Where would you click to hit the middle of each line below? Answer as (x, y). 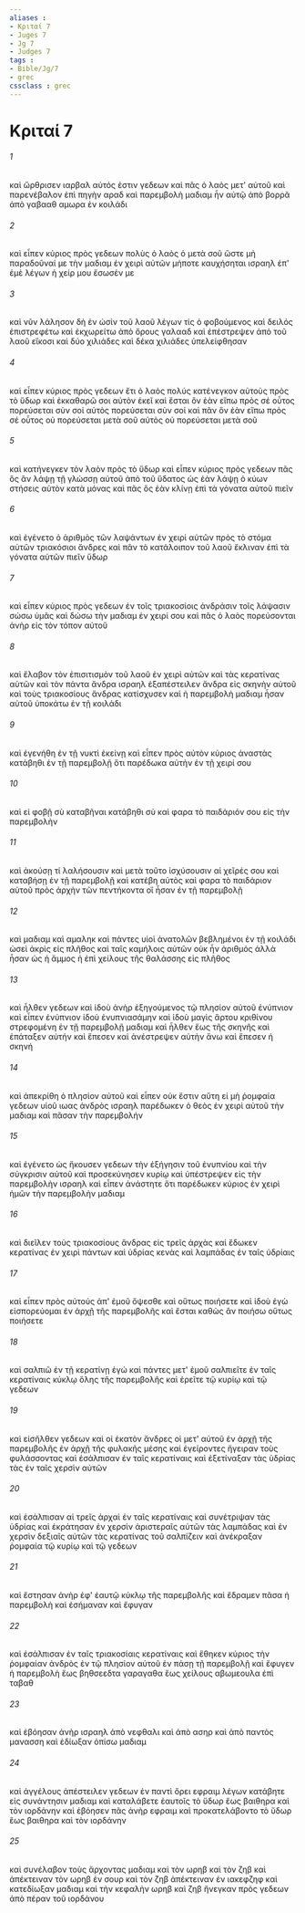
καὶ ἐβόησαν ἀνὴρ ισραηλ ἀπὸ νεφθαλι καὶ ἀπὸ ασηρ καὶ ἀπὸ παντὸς (142, 1732)
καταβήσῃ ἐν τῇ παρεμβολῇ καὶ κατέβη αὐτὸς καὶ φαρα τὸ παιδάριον (141, 881)
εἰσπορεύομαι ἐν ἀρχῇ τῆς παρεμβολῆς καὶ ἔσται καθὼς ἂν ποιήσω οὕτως (151, 1312)
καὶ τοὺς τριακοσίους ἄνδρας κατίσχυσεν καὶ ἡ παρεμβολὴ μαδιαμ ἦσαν (147, 694)
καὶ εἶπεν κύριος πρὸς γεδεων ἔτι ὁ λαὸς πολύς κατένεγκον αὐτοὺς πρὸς (149, 391)
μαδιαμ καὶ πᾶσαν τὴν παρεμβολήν (76, 1115)
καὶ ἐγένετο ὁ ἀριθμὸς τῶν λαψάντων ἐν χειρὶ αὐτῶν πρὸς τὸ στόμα (140, 538)
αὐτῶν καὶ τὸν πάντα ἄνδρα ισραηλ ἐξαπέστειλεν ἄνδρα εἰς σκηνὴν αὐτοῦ (153, 685)
